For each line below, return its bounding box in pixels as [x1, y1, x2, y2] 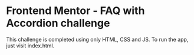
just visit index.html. [6, 42, 55, 49]
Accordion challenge [6, 16, 110, 30]
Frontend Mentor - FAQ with [6, 4, 145, 18]
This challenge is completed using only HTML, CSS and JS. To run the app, [6, 36, 189, 43]
